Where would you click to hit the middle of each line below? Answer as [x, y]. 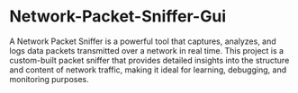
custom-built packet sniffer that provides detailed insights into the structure [149, 60]
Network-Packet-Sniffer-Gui [118, 17]
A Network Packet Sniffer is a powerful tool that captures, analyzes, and [143, 41]
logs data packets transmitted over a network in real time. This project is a [147, 50]
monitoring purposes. [50, 79]
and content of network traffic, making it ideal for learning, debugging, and [148, 70]
